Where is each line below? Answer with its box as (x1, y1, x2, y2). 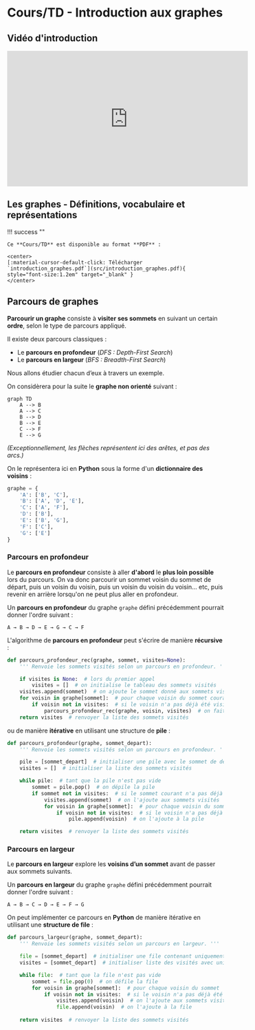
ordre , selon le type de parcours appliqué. (7, 322, 127, 330)
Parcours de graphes (7, 296, 99, 308)
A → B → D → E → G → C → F (7, 624, 85, 631)
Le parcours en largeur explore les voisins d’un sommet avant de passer (7, 860, 216, 868)
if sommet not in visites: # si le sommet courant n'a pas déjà (32, 790, 223, 797)
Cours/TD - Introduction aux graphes (7, 5, 223, 21)
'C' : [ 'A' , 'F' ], (19, 504, 69, 511)
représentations (7, 209, 78, 221)
